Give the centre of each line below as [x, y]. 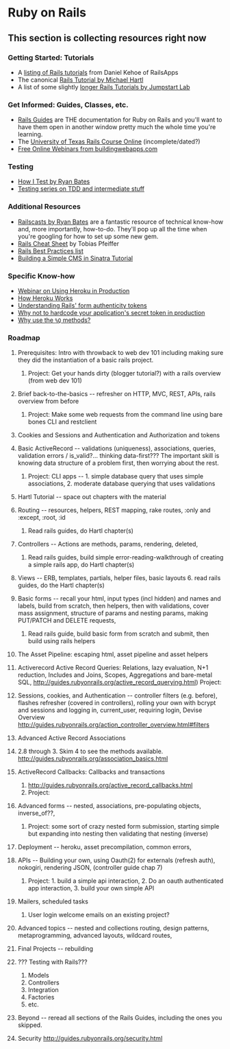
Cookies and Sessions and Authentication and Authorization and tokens [119, 435]
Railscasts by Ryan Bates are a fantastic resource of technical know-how [120, 222]
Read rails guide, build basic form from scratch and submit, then [118, 634]
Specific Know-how [41, 276]
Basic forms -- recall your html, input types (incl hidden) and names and [119, 599]
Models [39, 976]
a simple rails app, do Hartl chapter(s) [81, 565]
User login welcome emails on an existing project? [99, 915]
